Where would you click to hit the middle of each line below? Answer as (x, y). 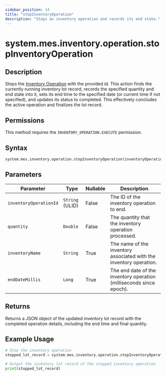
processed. (124, 236)
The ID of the (125, 197)
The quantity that (130, 217)
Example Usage (30, 339)
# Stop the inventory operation (38, 351)
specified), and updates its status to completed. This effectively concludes (81, 100)
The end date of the (133, 270)
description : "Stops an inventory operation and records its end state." (83, 19)
